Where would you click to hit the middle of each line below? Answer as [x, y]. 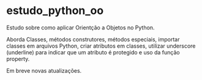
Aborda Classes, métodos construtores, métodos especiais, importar [93, 39]
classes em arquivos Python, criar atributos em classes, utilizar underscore [101, 46]
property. [18, 59]
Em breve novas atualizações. [44, 70]
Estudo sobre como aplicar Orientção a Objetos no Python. [80, 27]
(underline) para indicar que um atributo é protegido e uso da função [93, 52]
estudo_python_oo [55, 11]
